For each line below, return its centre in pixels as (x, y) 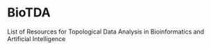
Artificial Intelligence (36, 38)
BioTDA (29, 13)
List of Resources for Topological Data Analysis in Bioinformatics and (106, 32)
